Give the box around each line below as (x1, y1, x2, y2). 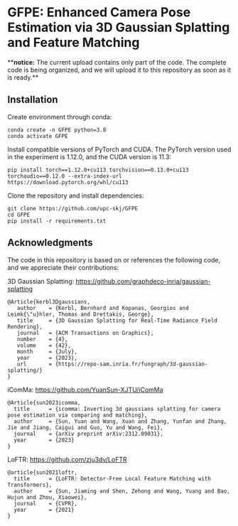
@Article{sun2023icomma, (7, 399, 81, 406)
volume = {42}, (16, 342, 72, 349)
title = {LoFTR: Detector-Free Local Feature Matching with (13, 475, 212, 482)
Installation (7, 94, 58, 106)
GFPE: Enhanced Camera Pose (7, 4, 191, 21)
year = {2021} (13, 506, 75, 513)
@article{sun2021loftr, (7, 468, 78, 476)
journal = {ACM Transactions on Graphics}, (16, 329, 154, 336)
